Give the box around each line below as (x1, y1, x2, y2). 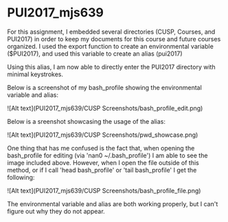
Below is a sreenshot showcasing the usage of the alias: (7, 117, 166, 125)
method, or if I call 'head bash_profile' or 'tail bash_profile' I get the (7, 166, 197, 174)
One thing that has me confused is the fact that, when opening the (7, 144, 195, 152)
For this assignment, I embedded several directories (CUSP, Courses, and (7, 27, 216, 36)
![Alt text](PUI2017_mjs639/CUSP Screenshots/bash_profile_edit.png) (7, 104, 203, 112)
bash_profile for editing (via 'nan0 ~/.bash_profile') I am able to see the (7, 151, 208, 159)
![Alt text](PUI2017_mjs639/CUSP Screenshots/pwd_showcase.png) (7, 131, 198, 139)
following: (7, 173, 35, 181)
